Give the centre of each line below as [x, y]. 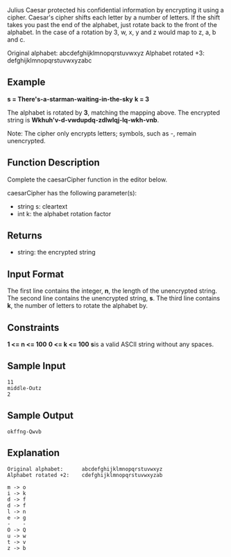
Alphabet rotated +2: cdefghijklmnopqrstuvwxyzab [85, 475]
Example [26, 82]
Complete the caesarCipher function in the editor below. [87, 179]
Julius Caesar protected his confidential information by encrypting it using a [115, 10]
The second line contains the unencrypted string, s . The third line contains [114, 298]
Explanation [34, 453]
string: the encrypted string [56, 252]
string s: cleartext [42, 206]
